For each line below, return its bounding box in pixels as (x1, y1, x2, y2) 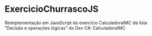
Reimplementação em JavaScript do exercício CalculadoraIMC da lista (4, 20, 148, 26)
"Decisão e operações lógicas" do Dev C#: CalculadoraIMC (4, 25, 126, 31)
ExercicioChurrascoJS (4, 3, 99, 15)
